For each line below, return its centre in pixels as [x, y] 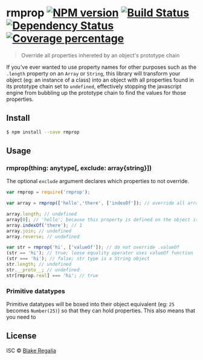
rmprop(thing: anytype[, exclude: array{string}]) [79, 168]
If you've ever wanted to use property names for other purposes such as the [101, 67]
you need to [21, 317]
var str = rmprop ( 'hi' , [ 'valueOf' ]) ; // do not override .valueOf [93, 248]
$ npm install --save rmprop [43, 132]
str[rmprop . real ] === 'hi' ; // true [52, 275]
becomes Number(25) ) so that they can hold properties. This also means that [101, 310]
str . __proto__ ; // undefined [43, 270]
